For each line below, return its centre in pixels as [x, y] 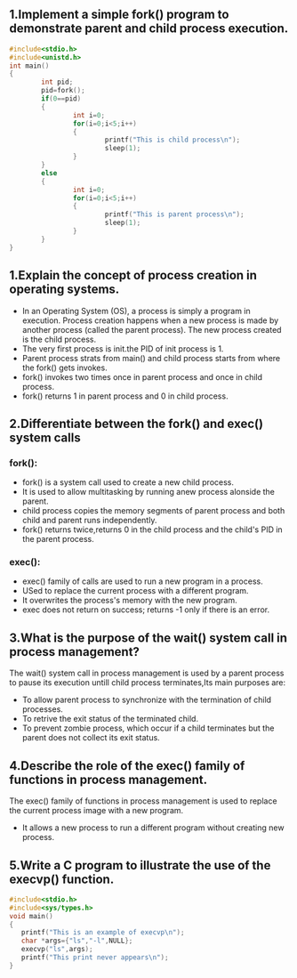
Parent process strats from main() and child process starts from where [151, 358]
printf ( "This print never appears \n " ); [95, 958]
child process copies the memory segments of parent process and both [153, 511]
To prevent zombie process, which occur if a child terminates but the [148, 728]
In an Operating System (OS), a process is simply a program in [136, 311]
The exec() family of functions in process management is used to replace [143, 801]
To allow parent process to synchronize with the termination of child [147, 700]
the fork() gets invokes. [65, 368]
